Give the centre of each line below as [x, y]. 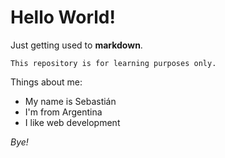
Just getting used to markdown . [76, 45]
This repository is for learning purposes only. [113, 63]
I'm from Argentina [63, 112]
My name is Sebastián [70, 101]
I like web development [72, 122]
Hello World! [63, 17]
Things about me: [46, 82]
